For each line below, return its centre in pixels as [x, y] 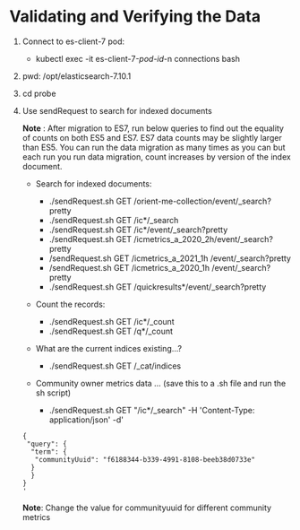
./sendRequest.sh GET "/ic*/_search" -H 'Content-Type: [152, 410]
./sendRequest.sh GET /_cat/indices [115, 366]
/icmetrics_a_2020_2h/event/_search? [203, 239]
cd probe [39, 93]
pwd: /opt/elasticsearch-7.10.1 [77, 76]
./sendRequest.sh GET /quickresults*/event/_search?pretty [158, 287]
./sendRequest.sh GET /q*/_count [111, 331]
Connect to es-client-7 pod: [73, 41]
